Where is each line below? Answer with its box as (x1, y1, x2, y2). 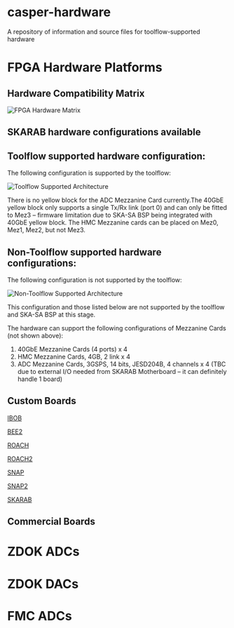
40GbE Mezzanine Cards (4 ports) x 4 (17, 345, 128, 353)
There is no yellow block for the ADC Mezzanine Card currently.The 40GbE (7, 196, 224, 204)
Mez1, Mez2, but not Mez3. (7, 226, 86, 234)
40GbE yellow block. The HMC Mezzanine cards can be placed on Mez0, (7, 218, 219, 227)
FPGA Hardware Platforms (7, 60, 163, 76)
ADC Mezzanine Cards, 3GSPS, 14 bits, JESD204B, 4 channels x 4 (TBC (17, 359, 226, 368)
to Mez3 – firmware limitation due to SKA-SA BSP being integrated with (7, 211, 213, 220)
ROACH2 (7, 454, 33, 463)
